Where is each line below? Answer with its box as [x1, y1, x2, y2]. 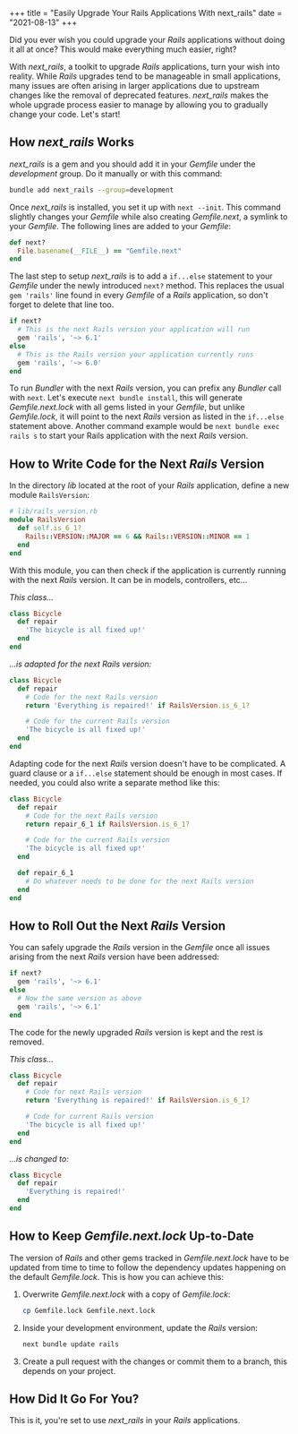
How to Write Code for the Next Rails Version [9, 456, 265, 471]
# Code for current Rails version [25, 1112, 154, 1121]
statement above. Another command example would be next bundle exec [9, 421, 280, 432]
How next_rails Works [9, 134, 134, 150]
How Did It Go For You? [9, 1391, 140, 1406]
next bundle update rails [21, 1339, 119, 1349]
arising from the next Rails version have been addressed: [9, 951, 219, 962]
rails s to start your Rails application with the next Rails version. [9, 430, 249, 442]
